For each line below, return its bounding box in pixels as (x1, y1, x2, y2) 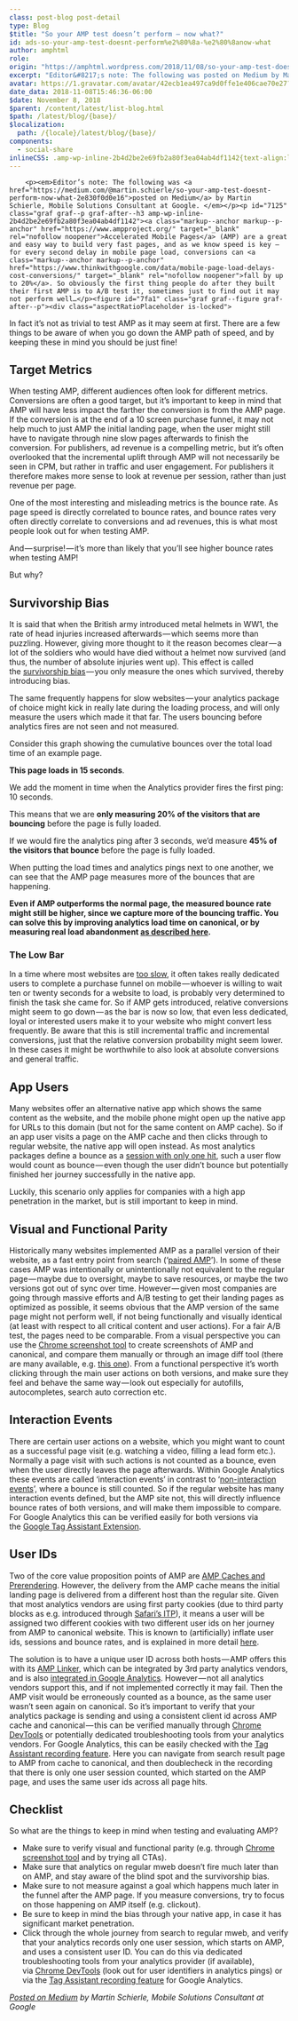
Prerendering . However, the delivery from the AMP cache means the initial (9, 1579, 280, 1590)
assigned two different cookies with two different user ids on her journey (9, 1618, 275, 1628)
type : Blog (9, 21, 50, 30)
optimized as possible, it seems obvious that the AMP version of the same (9, 1302, 279, 1313)
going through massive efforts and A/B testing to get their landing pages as (9, 1293, 285, 1303)
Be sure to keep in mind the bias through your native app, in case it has (21, 1909, 282, 1920)
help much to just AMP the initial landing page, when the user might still (9, 424, 271, 434)
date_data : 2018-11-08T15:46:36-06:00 (9, 87, 153, 96)
